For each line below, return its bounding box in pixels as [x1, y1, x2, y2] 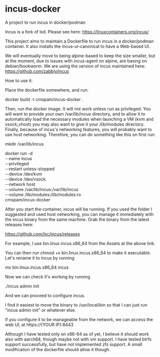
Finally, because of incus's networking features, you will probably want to [5, 126, 152, 132]
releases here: [5, 222, 34, 227]
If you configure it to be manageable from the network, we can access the [5, 316, 153, 322]
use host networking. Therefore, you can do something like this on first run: [5, 131, 156, 137]
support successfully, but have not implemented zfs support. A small [5, 341, 143, 347]
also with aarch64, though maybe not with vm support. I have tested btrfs [5, 336, 152, 342]
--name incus [5, 155, 32, 161]
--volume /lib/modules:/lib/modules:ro [5, 192, 81, 197]
